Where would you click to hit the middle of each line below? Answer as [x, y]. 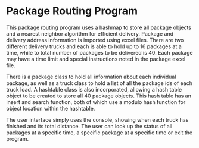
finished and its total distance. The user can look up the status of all [89, 126]
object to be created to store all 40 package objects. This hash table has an [99, 96]
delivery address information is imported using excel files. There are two [95, 40]
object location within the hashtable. [51, 108]
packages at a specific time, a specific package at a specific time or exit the [99, 133]
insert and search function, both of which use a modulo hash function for [96, 102]
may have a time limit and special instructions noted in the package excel [96, 59]
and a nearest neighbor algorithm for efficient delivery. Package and [90, 33]
